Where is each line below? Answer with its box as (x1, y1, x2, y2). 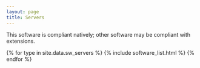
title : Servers (6, 14, 45, 20)
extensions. (6, 37, 35, 45)
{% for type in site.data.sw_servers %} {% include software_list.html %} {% (6, 49, 195, 56)
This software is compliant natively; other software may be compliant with (6, 31, 191, 38)
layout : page (6, 8, 39, 15)
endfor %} (6, 55, 32, 63)
